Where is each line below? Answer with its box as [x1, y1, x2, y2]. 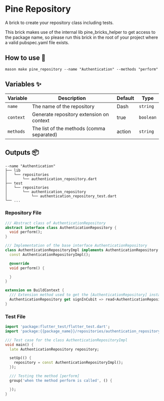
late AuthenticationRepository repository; [9, 347, 99, 351]
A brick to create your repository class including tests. [5, 20, 114, 25]
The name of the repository [32, 103, 95, 110]
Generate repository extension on [32, 111, 109, 118]
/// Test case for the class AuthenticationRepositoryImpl [5, 337, 128, 343]
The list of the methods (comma [32, 125, 105, 132]
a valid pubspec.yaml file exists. [5, 39, 69, 45]
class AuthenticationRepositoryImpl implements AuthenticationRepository [5, 248, 159, 253]
